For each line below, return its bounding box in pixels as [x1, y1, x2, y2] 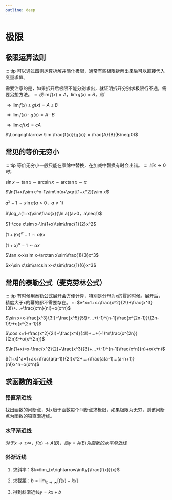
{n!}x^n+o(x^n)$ [5, 361, 40, 367]
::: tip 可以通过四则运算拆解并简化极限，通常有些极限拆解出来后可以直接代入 [5, 68, 165, 74]
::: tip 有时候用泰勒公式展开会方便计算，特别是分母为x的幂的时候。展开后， [5, 293, 163, 299]
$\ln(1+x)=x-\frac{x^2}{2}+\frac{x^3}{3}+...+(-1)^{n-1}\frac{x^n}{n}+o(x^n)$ [5, 346, 165, 352]
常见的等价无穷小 [5, 148, 59, 156]
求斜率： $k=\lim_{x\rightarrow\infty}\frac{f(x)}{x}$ [12, 466, 120, 472]
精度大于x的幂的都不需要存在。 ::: [5, 299, 76, 306]
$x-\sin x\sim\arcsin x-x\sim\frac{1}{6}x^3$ [5, 262, 96, 268]
